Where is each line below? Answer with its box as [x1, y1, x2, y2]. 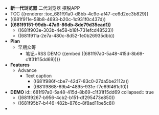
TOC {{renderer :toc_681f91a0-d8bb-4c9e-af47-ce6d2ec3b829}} [10, 11, 149, 17]
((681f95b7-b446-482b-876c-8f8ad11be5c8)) [17, 100, 115, 106]
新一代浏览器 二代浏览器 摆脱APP [10, 5, 80, 11]
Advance [17, 67, 37, 73]
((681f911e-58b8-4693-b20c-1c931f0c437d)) [10, 16, 106, 22]
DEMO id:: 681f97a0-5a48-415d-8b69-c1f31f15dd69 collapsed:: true [10, 89, 154, 95]
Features [10, 62, 30, 68]
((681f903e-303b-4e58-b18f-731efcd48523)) [17, 27, 114, 33]
